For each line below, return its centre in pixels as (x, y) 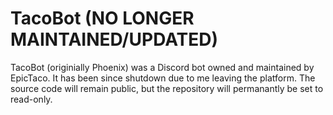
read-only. (31, 99)
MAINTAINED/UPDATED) (114, 39)
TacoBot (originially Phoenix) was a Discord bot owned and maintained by (162, 67)
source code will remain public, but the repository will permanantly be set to (167, 88)
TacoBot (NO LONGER (102, 18)
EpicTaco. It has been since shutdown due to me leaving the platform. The (163, 78)
